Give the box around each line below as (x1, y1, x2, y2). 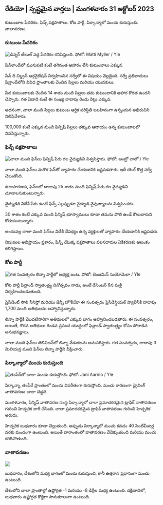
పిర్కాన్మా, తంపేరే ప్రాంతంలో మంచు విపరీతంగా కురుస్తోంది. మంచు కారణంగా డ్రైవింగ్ (5, 382, 145, 388)
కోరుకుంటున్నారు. (5, 218, 35, 224)
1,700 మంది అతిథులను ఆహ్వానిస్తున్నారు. (5, 305, 76, 311)
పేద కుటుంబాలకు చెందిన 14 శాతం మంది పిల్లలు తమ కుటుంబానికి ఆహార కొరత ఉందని (5, 90, 151, 96)
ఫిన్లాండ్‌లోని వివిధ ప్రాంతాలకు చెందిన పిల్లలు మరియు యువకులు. (5, 79, 115, 85)
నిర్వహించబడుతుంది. (5, 288, 42, 294)
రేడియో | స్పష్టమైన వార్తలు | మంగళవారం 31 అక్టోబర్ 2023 (5, 5, 154, 13)
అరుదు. (5, 412, 18, 418)
